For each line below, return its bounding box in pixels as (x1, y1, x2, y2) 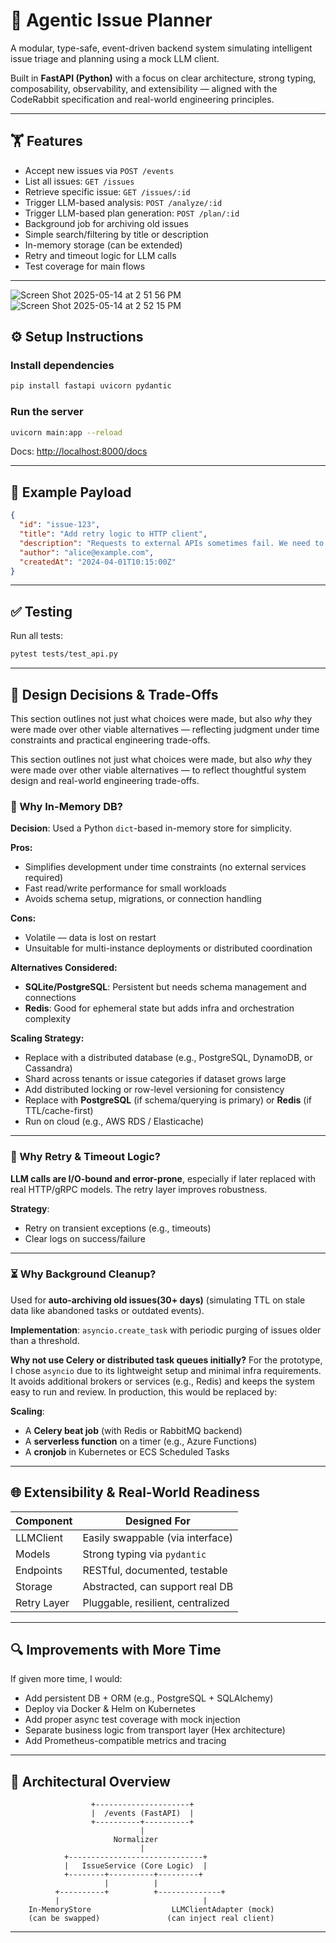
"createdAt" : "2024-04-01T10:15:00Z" (19, 557, 177, 567)
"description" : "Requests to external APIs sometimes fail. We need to (19, 538, 325, 548)
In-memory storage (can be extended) (24, 239, 183, 251)
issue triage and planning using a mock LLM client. (10, 52, 220, 64)
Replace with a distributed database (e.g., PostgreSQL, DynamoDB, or (24, 1052, 313, 1064)
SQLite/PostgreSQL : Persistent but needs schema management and (24, 981, 307, 993)
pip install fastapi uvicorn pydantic (10, 381, 172, 391)
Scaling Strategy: (10, 1032, 85, 1044)
